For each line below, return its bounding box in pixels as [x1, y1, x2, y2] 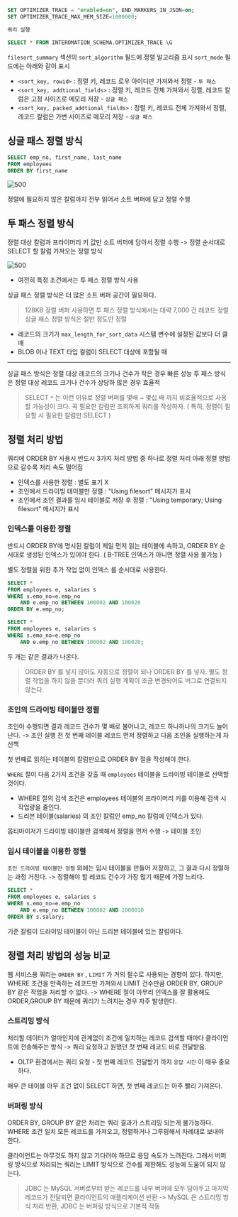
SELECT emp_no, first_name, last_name [7, 154, 122, 161]
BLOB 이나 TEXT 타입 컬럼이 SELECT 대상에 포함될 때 [17, 347, 168, 356]
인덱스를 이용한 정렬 [7, 524, 72, 534]
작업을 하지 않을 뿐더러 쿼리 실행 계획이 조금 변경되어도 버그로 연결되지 [32, 676, 227, 684]
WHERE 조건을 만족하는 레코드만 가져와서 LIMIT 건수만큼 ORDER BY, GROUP [7, 978, 223, 987]
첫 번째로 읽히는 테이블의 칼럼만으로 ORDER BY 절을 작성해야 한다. [7, 755, 191, 763]
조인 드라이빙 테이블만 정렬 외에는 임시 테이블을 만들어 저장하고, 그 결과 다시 [7, 863, 211, 873]
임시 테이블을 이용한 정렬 [7, 846, 86, 856]
